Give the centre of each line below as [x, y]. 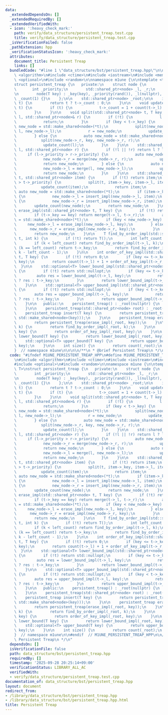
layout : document [23, 686]
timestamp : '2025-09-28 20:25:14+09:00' [52, 663]
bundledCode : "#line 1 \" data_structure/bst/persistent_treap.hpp [80, 71]
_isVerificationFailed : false [41, 43]
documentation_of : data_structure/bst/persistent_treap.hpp [69, 681]
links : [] [24, 66]
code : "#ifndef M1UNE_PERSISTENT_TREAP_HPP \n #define [66, 355]
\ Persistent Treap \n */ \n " [43, 640]
